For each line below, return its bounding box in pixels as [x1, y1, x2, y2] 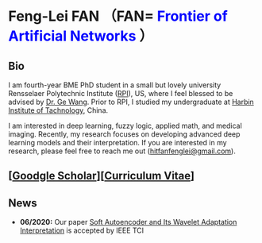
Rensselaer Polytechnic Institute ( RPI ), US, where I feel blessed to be [8, 89, 233, 98]
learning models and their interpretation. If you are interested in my [8, 138, 228, 147]
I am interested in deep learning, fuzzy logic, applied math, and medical [8, 121, 242, 130]
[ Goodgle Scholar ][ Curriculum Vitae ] [8, 169, 195, 183]
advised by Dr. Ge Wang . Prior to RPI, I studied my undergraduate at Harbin [8, 97, 254, 106]
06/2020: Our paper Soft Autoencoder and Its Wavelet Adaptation [19, 218, 237, 227]
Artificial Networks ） [8, 27, 154, 45]
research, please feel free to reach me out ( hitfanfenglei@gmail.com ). [8, 146, 236, 156]
